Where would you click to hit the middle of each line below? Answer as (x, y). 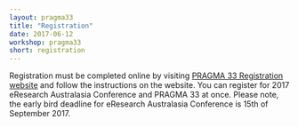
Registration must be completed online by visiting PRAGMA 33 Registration (146, 75)
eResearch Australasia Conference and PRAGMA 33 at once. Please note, (144, 95)
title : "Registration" (51, 26)
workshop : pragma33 (45, 42)
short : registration (48, 51)
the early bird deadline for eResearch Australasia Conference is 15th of (139, 104)
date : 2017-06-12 (41, 34)
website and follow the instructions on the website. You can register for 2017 (149, 85)
